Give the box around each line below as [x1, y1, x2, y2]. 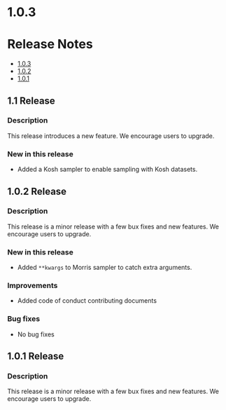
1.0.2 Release [7, 185, 67, 197]
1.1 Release [7, 95, 56, 107]
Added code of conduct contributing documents [17, 296, 157, 305]
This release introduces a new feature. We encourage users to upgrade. [7, 131, 215, 140]
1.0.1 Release [7, 350, 64, 362]
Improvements [7, 281, 58, 291]
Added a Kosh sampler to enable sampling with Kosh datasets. [17, 165, 198, 174]
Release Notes [7, 36, 93, 53]
